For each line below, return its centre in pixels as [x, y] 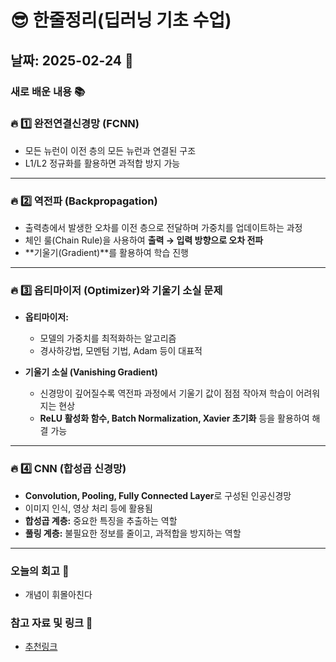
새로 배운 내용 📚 [48, 91]
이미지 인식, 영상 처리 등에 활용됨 [88, 508]
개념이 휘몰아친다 [58, 594]
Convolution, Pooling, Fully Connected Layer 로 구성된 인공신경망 [158, 495]
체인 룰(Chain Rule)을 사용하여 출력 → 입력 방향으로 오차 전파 [144, 240]
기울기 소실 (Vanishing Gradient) [91, 372]
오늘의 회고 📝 [40, 571]
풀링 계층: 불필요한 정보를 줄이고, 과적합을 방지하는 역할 [133, 533]
